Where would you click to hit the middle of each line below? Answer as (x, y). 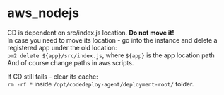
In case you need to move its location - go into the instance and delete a (112, 40)
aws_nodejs (43, 13)
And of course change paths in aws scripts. (71, 62)
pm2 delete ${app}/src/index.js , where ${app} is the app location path (111, 55)
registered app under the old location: (63, 47)
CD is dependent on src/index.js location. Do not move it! (91, 33)
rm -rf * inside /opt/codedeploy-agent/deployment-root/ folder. (101, 84)
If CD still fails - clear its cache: (53, 77)
